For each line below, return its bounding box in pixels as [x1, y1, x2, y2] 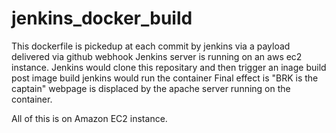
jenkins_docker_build [11, 7, 193, 30]
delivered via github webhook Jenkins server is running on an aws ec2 [11, 50, 303, 62]
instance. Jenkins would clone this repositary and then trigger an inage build [11, 61, 327, 73]
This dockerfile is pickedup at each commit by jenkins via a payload [11, 40, 291, 52]
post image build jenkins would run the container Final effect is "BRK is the [11, 72, 319, 84]
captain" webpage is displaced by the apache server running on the [11, 82, 291, 94]
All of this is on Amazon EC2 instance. [11, 112, 168, 124]
